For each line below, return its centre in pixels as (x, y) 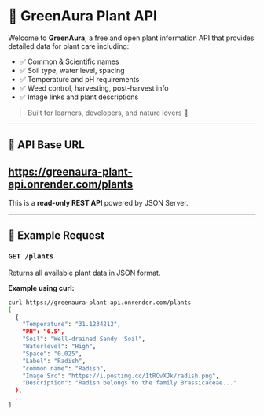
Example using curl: (41, 288)
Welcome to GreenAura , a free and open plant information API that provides (131, 38)
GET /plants (31, 256)
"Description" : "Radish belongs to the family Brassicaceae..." (130, 383)
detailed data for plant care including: (69, 46)
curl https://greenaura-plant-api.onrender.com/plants (100, 303)
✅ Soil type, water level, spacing (72, 70)
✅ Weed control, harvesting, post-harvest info (94, 88)
